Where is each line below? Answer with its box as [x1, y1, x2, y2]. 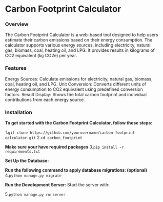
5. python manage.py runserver [5, 191, 66, 197]
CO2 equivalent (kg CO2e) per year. [5, 53, 77, 59]
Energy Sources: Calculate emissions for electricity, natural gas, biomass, [5, 76, 153, 81]
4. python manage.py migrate [5, 172, 62, 179]
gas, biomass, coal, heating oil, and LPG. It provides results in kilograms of [5, 47, 155, 53]
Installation [5, 109, 33, 116]
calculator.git [5, 136, 36, 141]
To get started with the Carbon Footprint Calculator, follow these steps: [5, 120, 153, 126]
